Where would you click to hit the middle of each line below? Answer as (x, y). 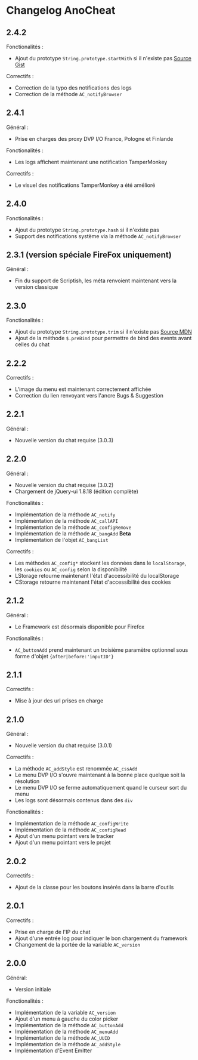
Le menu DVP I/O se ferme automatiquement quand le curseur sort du (101, 788)
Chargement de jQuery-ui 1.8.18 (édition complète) (77, 491)
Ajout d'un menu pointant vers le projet (63, 843)
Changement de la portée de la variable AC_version (78, 944)
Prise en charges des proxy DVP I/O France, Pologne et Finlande (94, 138)
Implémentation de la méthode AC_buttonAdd (69, 1025)
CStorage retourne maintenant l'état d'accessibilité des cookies (93, 582)
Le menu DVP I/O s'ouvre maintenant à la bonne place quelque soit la (100, 775)
